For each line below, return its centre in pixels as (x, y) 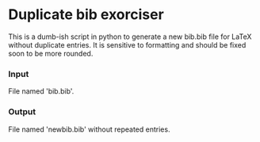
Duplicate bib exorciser (86, 15)
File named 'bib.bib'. (41, 91)
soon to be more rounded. (51, 53)
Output (22, 112)
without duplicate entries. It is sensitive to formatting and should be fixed (127, 44)
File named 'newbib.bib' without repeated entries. (89, 129)
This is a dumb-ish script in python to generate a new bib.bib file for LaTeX (130, 36)
